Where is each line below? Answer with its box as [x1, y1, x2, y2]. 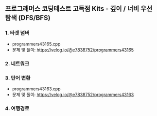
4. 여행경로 [5, 105, 30, 112]
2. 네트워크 [5, 60, 30, 67]
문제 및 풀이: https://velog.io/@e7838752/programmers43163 [12, 92, 134, 97]
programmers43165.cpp [12, 41, 61, 47]
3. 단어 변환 [5, 75, 31, 81]
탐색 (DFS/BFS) [5, 14, 51, 22]
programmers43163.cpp [12, 86, 61, 92]
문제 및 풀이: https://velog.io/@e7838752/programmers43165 [12, 47, 134, 53]
